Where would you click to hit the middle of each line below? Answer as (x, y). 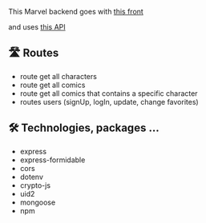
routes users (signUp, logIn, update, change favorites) (109, 102)
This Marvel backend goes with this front (76, 12)
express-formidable (53, 160)
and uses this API (37, 27)
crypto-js (35, 185)
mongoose (38, 202)
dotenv (32, 177)
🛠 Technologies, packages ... (84, 128)
